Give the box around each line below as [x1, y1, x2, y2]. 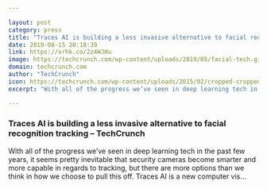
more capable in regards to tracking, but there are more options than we [8, 163, 245, 172]
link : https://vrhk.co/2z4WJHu [8, 48, 112, 56]
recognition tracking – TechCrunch [8, 128, 145, 139]
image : [8, 56, 30, 64]
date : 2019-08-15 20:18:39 [8, 40, 98, 48]
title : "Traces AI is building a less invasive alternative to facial [8, 33, 247, 41]
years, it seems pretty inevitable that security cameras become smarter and [8, 154, 257, 164]
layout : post [8, 18, 52, 26]
